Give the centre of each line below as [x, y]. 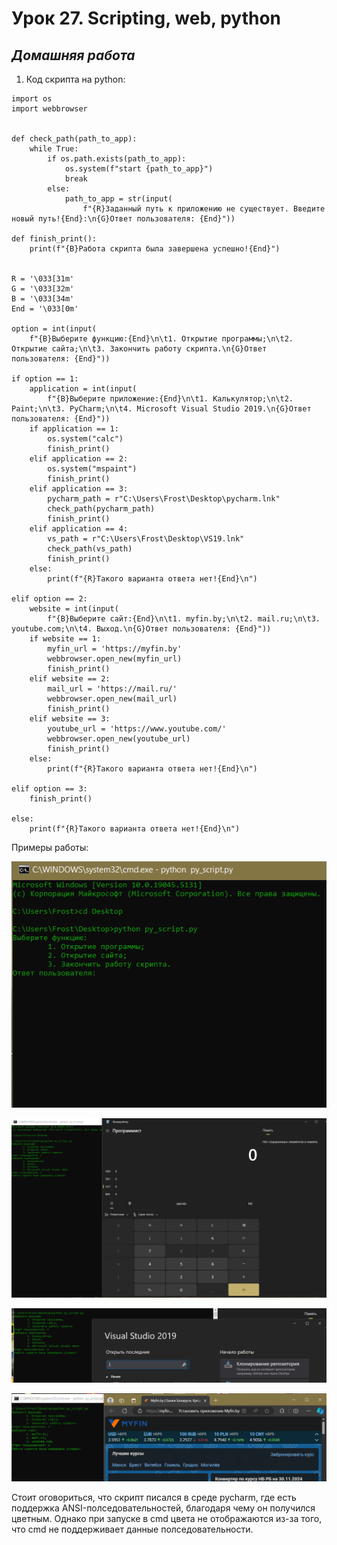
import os [32, 99]
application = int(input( [83, 389]
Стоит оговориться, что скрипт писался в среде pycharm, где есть [154, 1497]
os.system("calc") [85, 439]
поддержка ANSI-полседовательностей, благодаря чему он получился [163, 1508]
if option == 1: [45, 379]
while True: [54, 149]
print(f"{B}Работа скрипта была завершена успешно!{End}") [155, 249]
